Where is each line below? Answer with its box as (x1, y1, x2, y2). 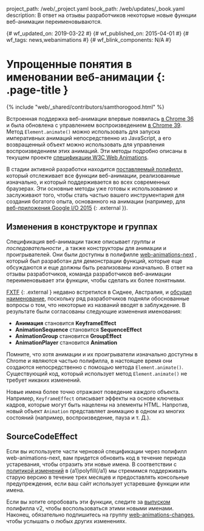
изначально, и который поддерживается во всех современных (6, 178, 170, 186)
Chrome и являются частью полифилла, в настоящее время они (6, 357, 173, 364)
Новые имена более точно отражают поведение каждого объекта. (6, 388, 180, 395)
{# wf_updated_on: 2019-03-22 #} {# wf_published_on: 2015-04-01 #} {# (6, 30, 189, 37)
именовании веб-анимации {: (6, 70, 166, 84)
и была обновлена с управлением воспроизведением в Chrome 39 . (6, 121, 182, 129)
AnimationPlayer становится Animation (15, 339, 118, 346)
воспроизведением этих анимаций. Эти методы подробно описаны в (6, 147, 187, 154)
